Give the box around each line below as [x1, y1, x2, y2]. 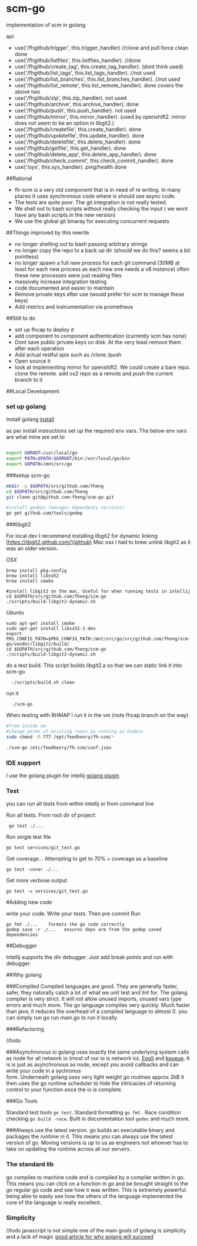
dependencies [6, 932, 38, 938]
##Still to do [6, 315, 36, 322]
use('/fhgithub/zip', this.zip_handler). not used [14, 94, 127, 102]
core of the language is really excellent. [6, 1199, 102, 1206]
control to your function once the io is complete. [6, 1086, 123, 1093]
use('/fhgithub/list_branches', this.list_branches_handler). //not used [14, 76, 181, 83]
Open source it [14, 357, 51, 364]
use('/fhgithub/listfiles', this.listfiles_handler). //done [14, 57, 141, 64]
